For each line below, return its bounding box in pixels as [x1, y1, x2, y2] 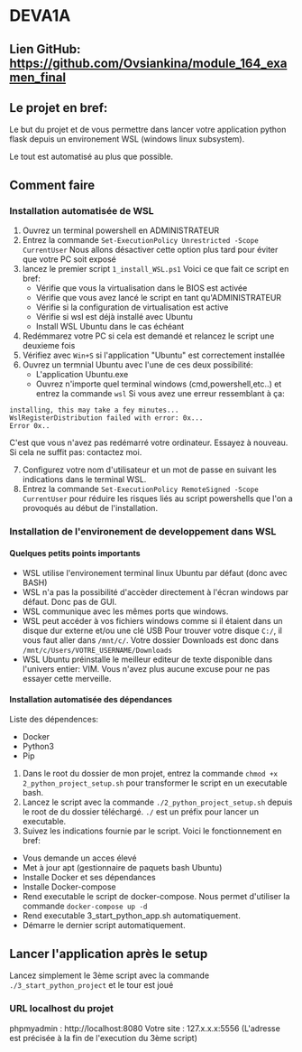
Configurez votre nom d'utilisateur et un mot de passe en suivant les [22, 464, 277, 475]
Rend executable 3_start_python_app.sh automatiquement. [22, 910, 241, 921]
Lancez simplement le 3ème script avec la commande [9, 970, 210, 981]
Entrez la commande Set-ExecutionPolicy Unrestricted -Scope [22, 235, 259, 246]
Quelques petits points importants [9, 547, 141, 558]
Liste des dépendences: [9, 714, 99, 725]
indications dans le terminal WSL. [22, 474, 147, 485]
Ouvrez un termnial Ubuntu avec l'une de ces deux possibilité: [22, 359, 254, 370]
